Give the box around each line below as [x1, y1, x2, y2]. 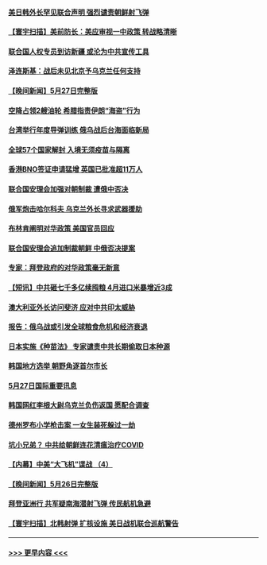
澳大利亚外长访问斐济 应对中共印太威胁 [8, 302, 136, 312]
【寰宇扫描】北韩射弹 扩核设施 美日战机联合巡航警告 [8, 519, 179, 528]
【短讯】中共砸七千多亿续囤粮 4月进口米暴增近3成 [8, 282, 172, 292]
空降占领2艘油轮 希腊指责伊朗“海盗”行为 [8, 106, 141, 115]
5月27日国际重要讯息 [8, 381, 77, 390]
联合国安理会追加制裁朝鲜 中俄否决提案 [8, 243, 136, 253]
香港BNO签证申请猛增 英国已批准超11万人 [8, 164, 143, 174]
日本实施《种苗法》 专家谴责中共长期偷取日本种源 [8, 342, 171, 351]
